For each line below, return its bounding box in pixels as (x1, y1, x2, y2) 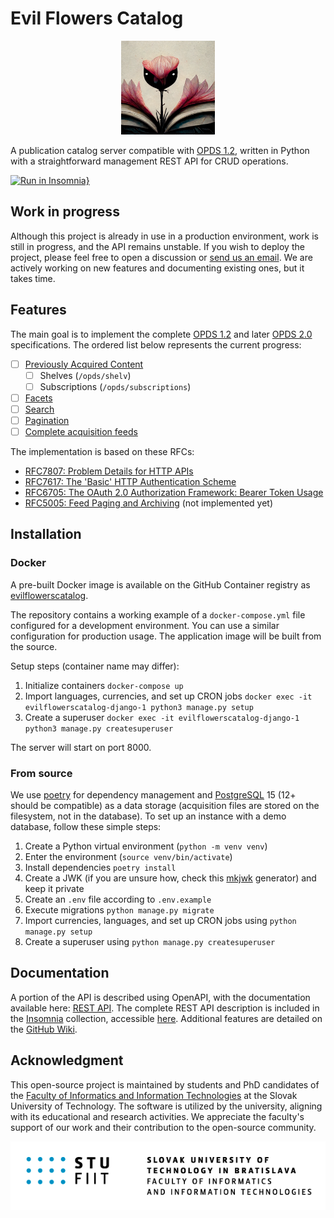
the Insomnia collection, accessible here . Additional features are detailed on (10, 1012, 323, 1024)
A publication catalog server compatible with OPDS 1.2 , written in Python (10, 144, 310, 156)
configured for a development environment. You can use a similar (10, 619, 280, 631)
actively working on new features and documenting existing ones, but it (10, 262, 305, 274)
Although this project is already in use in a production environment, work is (10, 230, 319, 242)
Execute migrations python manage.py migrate (24, 903, 215, 916)
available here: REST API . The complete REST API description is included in (10, 1002, 320, 1014)
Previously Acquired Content (24, 358, 144, 370)
